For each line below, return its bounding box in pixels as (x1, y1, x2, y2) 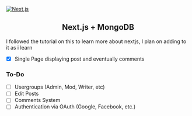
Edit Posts (14, 90, 39, 97)
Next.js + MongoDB (62, 22, 134, 32)
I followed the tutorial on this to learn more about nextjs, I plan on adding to (6, 38, 187, 45)
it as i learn (6, 44, 33, 51)
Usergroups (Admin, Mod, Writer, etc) (14, 83, 105, 90)
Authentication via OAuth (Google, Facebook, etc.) (14, 103, 136, 110)
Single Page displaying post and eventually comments (14, 55, 145, 62)
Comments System (14, 97, 61, 104)
